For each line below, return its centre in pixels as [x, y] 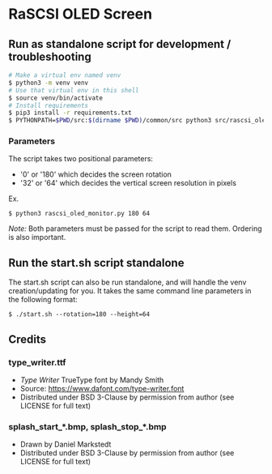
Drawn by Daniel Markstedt [66, 444]
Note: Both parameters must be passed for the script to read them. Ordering [135, 228]
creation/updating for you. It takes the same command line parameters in [130, 291]
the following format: [43, 300]
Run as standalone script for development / [120, 44]
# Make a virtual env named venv [65, 75]
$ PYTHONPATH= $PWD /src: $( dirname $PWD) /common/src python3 [110, 121]
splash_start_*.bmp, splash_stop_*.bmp [88, 426]
